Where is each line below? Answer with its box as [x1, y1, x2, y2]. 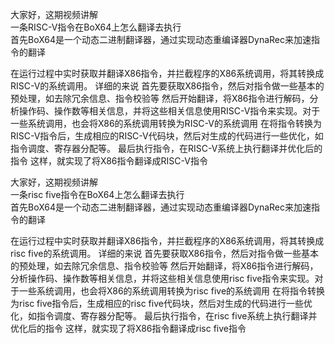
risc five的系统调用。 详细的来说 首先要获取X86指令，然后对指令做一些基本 [10, 248, 319, 259]
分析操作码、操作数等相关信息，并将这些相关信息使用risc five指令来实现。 [10, 273, 315, 284]
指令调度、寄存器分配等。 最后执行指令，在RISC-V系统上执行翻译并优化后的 [10, 143, 323, 154]
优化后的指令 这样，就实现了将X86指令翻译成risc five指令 [10, 323, 247, 334]
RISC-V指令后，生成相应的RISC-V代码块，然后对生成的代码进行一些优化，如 [10, 130, 324, 142]
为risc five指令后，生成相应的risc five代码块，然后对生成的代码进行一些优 [10, 298, 313, 309]
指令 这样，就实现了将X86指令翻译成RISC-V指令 [10, 155, 208, 167]
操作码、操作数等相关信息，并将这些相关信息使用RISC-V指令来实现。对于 [18, 105, 321, 117]
